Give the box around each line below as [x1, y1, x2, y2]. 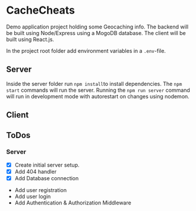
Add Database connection [14, 174, 79, 181]
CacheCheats [6, 4, 75, 17]
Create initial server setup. [14, 161, 80, 168]
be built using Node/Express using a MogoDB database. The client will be [6, 29, 186, 36]
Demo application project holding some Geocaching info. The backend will [6, 23, 189, 30]
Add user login [14, 193, 51, 200]
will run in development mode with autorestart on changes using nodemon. [6, 92, 190, 100]
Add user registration [14, 187, 67, 194]
